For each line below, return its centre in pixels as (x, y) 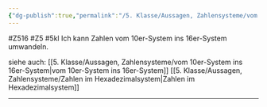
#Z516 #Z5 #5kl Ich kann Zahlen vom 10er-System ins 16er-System (118, 38)
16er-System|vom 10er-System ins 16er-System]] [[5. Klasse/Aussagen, (125, 70)
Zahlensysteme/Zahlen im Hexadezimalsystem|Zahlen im (102, 78)
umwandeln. (29, 46)
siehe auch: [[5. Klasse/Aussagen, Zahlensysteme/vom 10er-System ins (126, 62)
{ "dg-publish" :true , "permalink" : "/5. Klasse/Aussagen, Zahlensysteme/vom (133, 15)
